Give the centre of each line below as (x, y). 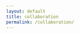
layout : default (26, 11)
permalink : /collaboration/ (40, 22)
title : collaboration (32, 17)
